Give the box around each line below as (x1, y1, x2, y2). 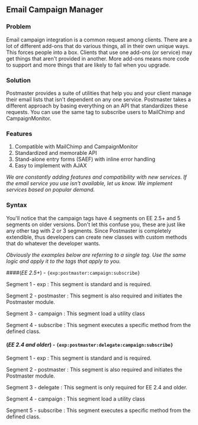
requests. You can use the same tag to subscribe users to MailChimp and (6, 108, 185, 115)
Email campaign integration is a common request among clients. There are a (6, 36, 192, 43)
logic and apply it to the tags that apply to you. (6, 258, 121, 265)
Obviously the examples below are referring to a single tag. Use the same (6, 251, 186, 258)
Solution (6, 76, 31, 84)
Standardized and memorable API (14, 150, 97, 157)
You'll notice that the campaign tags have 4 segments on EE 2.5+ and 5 (6, 214, 181, 221)
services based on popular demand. (6, 186, 95, 194)
